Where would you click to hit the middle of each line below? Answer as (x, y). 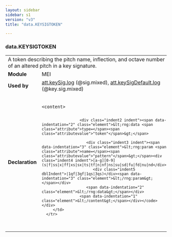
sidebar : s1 (18, 15)
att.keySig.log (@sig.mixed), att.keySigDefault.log (101, 82)
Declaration (22, 162)
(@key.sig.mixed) (63, 89)
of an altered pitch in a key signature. (52, 66)
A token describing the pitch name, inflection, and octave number (86, 59)
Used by (18, 85)
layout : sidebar (23, 10)
